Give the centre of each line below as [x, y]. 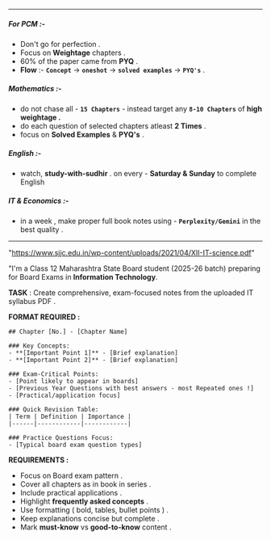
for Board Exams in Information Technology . [83, 276]
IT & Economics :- [39, 200]
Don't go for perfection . [60, 44]
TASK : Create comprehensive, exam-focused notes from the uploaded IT [131, 293]
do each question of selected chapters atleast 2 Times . [113, 125]
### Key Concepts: [39, 346]
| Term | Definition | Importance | [70, 416]
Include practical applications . [71, 492]
